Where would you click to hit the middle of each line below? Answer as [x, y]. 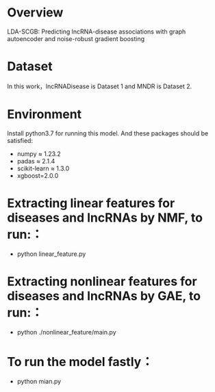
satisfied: [20, 140]
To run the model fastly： [80, 362]
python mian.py [39, 381]
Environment [45, 115]
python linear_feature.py [51, 254]
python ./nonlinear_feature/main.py [66, 332]
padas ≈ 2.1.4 [36, 161]
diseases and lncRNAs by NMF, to [105, 218]
